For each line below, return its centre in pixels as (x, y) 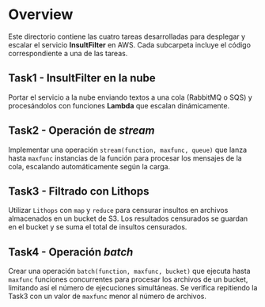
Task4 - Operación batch (71, 252)
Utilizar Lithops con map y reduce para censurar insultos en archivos (118, 210)
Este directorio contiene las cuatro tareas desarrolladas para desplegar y (127, 36)
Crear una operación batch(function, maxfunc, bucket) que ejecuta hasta (129, 271)
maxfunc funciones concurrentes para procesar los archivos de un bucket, (128, 279)
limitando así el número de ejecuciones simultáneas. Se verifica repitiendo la (133, 288)
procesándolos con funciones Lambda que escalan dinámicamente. (119, 105)
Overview (41, 15)
